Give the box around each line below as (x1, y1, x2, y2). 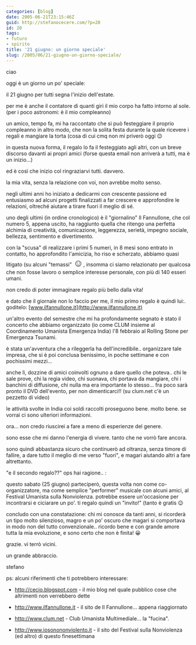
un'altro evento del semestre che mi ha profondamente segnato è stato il (6, 315, 181, 322)
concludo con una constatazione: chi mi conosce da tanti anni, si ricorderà (6, 510, 186, 517)
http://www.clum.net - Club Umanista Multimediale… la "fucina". (14, 615, 170, 622)
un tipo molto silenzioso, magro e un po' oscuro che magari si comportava (6, 517, 185, 524)
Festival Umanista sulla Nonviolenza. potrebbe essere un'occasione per (6, 493, 179, 500)
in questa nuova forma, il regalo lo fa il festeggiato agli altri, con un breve (6, 144, 182, 151)
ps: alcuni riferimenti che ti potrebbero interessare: (6, 575, 129, 582)
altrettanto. (6, 458, 33, 465)
